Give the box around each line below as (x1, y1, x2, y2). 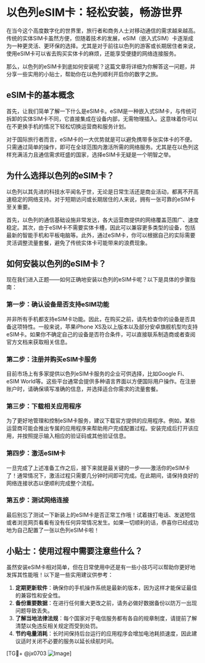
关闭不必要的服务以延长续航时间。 (31, 637, 117, 645)
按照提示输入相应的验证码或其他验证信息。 (22, 432, 129, 440)
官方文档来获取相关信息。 (6, 338, 71, 346)
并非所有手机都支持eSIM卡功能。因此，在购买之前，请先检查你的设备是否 (6, 315, 190, 322)
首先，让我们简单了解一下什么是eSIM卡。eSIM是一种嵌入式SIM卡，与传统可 (6, 107, 197, 115)
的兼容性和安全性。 (15, 592, 64, 599)
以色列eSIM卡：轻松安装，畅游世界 (6, 5, 182, 20)
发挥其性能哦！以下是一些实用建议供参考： (6, 571, 113, 578)
